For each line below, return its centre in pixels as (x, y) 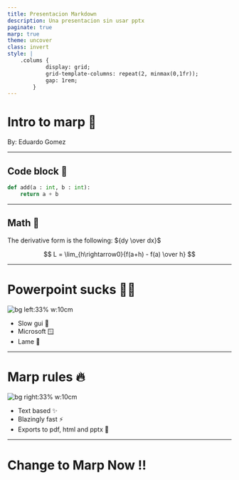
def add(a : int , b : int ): (49, 188)
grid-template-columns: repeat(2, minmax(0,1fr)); (122, 73)
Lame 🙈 (29, 341)
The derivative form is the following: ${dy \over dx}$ (84, 240)
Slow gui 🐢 (33, 323)
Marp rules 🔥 (46, 377)
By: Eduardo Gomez (37, 142)
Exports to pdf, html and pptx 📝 (63, 429)
